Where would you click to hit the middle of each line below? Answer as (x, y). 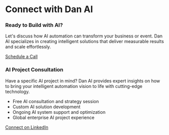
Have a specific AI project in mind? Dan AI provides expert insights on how (83, 81)
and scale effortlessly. (28, 47)
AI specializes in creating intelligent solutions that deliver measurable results (84, 41)
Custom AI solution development (46, 107)
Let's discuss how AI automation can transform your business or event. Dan (84, 36)
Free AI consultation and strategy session (56, 101)
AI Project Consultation (34, 70)
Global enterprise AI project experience (53, 117)
